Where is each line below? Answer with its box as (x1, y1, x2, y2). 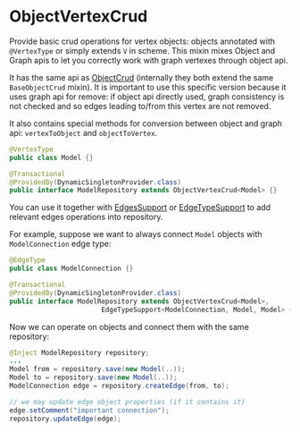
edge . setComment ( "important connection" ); (9, 405, 170, 415)
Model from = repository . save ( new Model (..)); (9, 365, 186, 374)
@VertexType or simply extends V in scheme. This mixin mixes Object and (9, 45, 276, 55)
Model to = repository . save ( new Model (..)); (9, 373, 178, 382)
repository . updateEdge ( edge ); (9, 414, 122, 423)
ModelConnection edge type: (9, 239, 112, 250)
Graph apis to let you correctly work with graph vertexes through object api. (9, 55, 288, 65)
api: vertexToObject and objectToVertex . (9, 127, 158, 138)
